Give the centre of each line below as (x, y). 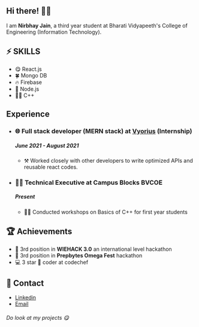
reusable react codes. (51, 167)
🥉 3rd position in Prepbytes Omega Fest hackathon (79, 255)
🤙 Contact (25, 283)
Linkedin (25, 298)
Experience (28, 114)
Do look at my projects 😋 (38, 318)
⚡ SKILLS (23, 52)
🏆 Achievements (39, 232)
